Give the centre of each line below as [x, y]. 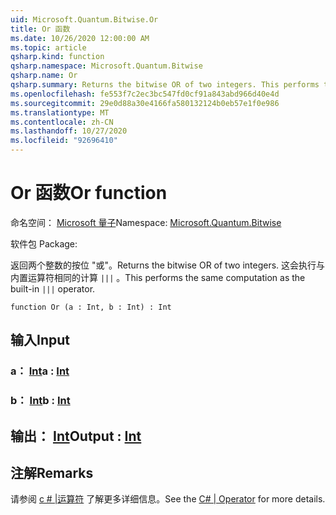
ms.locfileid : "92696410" [64, 141]
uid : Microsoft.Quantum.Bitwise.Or [84, 19]
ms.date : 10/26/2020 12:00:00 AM [80, 38]
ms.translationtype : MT [60, 112]
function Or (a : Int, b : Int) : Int [91, 307]
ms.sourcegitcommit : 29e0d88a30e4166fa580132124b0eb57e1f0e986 [145, 103]
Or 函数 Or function [89, 193]
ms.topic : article [48, 47]
